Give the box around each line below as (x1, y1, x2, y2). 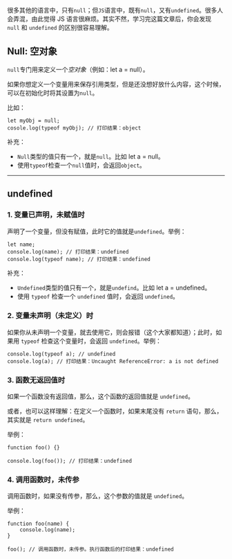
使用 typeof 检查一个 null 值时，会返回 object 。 (17, 161, 146, 169)
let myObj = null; (7, 117, 60, 124)
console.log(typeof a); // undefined (7, 351, 116, 357)
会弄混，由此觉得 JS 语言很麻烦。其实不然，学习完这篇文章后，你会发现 (7, 15, 212, 23)
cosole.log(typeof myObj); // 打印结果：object (7, 124, 142, 132)
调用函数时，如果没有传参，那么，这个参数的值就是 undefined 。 (7, 492, 188, 500)
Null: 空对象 (7, 46, 57, 57)
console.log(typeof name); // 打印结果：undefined (7, 256, 151, 263)
